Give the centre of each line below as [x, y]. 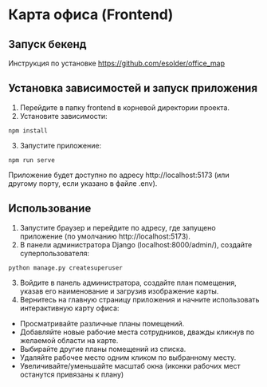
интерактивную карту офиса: [69, 308]
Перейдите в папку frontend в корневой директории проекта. [124, 107]
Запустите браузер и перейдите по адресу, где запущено [118, 227]
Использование [50, 209]
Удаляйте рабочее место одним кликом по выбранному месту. [128, 357]
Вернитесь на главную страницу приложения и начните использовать [139, 299]
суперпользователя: [55, 253]
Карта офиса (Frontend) [91, 15]
